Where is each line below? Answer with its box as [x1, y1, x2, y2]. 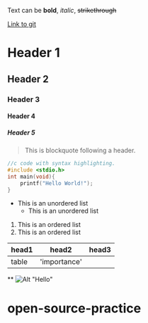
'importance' [40, 257, 83, 267]
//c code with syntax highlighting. [7, 160, 115, 167]
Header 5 [7, 128, 35, 137]
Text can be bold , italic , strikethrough [7, 6, 117, 14]
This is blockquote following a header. [24, 146, 136, 155]
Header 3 [7, 94, 40, 104]
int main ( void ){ [7, 173, 55, 180]
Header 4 [7, 112, 35, 120]
